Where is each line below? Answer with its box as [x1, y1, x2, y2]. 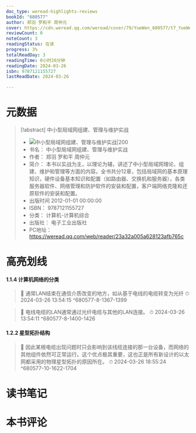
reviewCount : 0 [6, 30, 43, 36]
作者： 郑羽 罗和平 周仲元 [29, 153, 90, 161]
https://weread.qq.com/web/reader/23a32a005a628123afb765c [29, 233, 184, 240]
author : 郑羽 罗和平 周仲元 [6, 19, 67, 25]
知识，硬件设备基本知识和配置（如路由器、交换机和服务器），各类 [29, 175, 185, 182]
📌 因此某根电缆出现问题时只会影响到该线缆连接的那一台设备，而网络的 [20, 343, 189, 351]
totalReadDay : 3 [6, 52, 45, 58]
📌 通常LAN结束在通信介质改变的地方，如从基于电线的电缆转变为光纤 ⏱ [20, 290, 190, 297]
